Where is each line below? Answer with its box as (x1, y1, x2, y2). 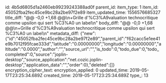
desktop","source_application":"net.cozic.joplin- (5, 57, 103, 62)
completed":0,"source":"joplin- (5, 51, 68, 57)
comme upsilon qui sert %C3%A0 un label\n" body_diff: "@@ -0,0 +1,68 (5, 20, 153, 26)
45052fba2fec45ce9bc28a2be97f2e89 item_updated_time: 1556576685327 (5, 9, 161, 15)
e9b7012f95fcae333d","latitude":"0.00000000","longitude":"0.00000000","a (5, 41, 162, 46)
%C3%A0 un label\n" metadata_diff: (5, 31, 79, 36)
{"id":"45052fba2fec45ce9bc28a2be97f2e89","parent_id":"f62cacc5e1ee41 (5, 36, 160, 41)
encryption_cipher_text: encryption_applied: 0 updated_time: (5, 67, 129, 73)
